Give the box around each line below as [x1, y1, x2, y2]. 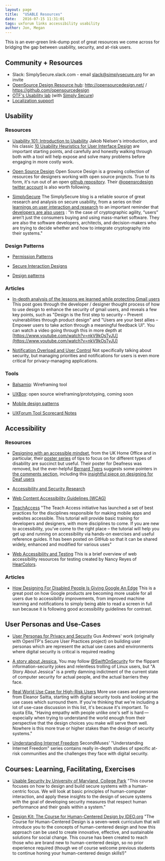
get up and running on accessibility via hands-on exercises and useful [12, 531, 155, 537]
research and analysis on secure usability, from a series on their [12, 199, 142, 205]
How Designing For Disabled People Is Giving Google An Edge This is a [12, 585, 156, 591]
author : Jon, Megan [5, 26, 45, 31]
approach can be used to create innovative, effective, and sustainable [12, 830, 154, 835]
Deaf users [12, 476, 35, 482]
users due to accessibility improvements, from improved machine [12, 595, 145, 601]
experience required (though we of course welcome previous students [12, 845, 155, 851]
